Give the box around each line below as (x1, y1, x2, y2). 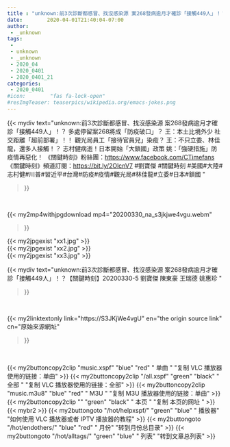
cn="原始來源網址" (7, 322, 60, 331)
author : (7, 23, 29, 29)
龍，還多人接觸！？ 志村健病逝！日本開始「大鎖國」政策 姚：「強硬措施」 (7, 144, 212, 153)
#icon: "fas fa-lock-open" (7, 93, 106, 100)
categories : (7, 80, 41, 87)
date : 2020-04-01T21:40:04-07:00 (7, 16, 125, 23)
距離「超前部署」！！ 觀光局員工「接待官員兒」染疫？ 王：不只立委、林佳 (12, 136, 220, 144)
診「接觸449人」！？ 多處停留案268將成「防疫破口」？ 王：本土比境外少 (7, 127, 214, 136)
